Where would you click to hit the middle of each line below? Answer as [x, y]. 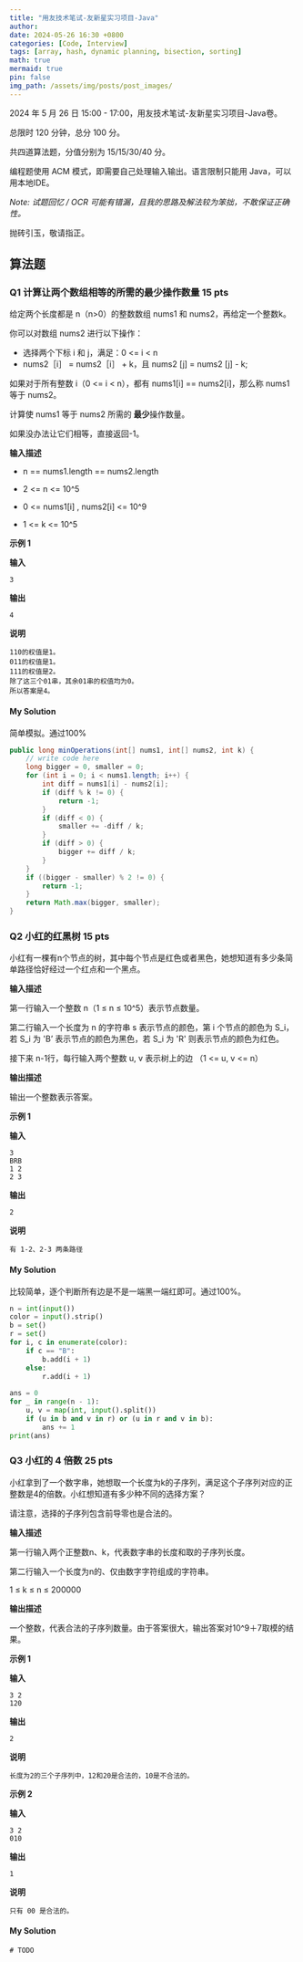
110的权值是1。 [35, 652]
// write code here [63, 758]
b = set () [28, 1325]
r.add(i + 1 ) [67, 1376]
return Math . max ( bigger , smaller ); [93, 903]
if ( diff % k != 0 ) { [83, 792]
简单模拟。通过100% [48, 733]
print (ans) [30, 1435]
